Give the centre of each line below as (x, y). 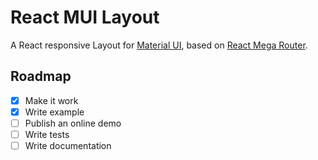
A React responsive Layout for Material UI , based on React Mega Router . (159, 45)
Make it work (51, 100)
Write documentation (68, 145)
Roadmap (41, 76)
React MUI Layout (85, 17)
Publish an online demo (73, 123)
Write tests (47, 134)
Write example (54, 112)
